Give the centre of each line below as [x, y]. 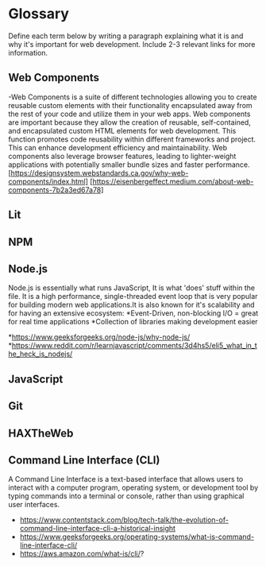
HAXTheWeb [41, 433]
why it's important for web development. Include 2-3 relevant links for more [132, 44]
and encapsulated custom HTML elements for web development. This [122, 130]
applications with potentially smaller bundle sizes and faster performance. [129, 165]
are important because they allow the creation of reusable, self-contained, [130, 122]
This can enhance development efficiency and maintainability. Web [118, 147]
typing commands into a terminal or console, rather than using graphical [126, 496]
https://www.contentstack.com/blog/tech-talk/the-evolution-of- [124, 520]
